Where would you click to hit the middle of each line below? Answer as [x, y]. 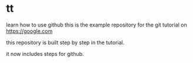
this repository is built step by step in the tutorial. [65, 42]
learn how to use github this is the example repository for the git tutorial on [96, 25]
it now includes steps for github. [45, 54]
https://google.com [29, 31]
